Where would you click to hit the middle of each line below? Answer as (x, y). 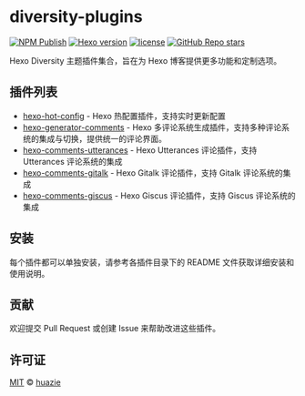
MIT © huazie (35, 382)
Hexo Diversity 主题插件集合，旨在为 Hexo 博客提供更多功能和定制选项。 (146, 60)
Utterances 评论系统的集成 (72, 161)
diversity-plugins (76, 17)
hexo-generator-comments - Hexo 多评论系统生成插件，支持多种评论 (152, 127)
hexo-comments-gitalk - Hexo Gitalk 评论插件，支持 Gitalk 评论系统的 (153, 173)
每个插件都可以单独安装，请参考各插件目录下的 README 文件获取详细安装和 (152, 262)
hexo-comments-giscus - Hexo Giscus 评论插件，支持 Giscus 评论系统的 (159, 195)
